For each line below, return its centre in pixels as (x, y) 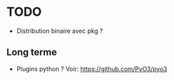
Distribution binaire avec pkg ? (60, 31)
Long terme (32, 52)
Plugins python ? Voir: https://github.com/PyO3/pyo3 (91, 68)
